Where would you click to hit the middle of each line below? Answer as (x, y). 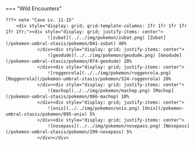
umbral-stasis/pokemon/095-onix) (46, 114)
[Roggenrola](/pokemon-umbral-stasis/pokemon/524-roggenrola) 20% (88, 79)
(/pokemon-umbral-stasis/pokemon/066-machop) (62, 97)
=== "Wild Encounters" (34, 9)
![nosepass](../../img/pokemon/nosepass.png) (104, 126)
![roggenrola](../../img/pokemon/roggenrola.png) (109, 73)
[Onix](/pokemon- (163, 108)
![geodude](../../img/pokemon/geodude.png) (102, 55)
